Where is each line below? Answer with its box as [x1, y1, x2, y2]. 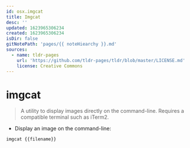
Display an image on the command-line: [14, 125, 112, 132]
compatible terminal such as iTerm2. [20, 113, 109, 121]
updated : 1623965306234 [6, 25, 65, 31]
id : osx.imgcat [6, 8, 44, 15]
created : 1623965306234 [6, 30, 65, 36]
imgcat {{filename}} [6, 136, 57, 142]
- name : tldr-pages [11, 52, 59, 58]
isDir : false [6, 36, 38, 42]
